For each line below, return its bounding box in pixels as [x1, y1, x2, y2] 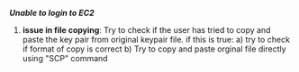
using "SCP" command [22, 53, 108, 63]
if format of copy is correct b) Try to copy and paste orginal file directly [22, 44, 286, 54]
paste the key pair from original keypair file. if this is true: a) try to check [22, 35, 291, 44]
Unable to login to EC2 [9, 8, 95, 18]
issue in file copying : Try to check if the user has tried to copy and [22, 25, 271, 35]
